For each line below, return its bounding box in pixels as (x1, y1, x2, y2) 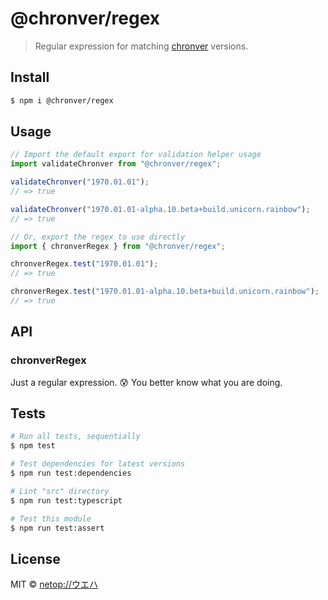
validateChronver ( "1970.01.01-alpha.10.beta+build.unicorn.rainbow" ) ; (10, 204, 311, 214)
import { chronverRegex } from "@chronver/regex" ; (10, 241, 226, 251)
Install (10, 69, 50, 86)
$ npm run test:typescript (10, 495, 123, 506)
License (10, 550, 61, 567)
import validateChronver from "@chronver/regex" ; (10, 159, 222, 169)
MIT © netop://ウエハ (10, 578, 99, 591)
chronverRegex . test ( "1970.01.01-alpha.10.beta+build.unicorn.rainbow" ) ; (10, 287, 320, 297)
